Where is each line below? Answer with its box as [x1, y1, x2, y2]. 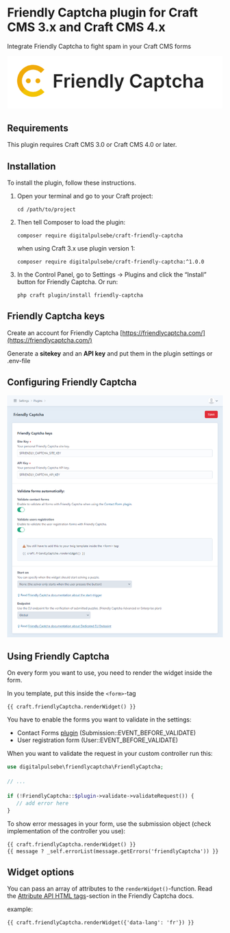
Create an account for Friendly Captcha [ [7, 328, 123, 337]
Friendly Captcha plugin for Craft [7, 5, 199, 21]
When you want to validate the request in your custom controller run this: [7, 750, 214, 758]
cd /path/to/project [16, 206, 76, 213]
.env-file [7, 356, 31, 365]
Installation [7, 160, 56, 172]
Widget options [7, 866, 75, 878]
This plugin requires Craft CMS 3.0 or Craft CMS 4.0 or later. [7, 141, 177, 149]
